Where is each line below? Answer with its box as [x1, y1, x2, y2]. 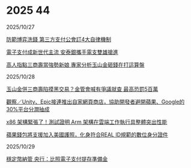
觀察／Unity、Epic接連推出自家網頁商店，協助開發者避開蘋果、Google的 [6, 98, 185, 105]
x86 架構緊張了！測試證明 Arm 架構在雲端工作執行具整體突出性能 [6, 118, 168, 126]
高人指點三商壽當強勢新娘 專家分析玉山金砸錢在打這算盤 [6, 61, 145, 68]
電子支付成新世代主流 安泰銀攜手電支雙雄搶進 [6, 48, 118, 56]
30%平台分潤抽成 [6, 105, 50, 112]
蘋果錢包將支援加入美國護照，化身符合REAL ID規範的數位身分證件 [6, 131, 168, 138]
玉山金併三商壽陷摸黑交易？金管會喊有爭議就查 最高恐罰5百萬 [6, 85, 159, 93]
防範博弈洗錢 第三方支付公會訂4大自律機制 [6, 35, 111, 42]
